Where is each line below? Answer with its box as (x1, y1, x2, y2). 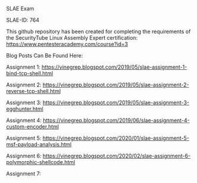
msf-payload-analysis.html (6, 141, 72, 147)
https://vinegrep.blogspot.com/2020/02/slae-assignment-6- (42, 152, 191, 159)
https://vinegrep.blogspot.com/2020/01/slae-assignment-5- (42, 134, 190, 142)
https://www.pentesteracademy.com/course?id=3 (6, 41, 128, 47)
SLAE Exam (6, 5, 34, 12)
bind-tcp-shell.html (6, 70, 53, 76)
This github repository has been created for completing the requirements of (6, 28, 191, 35)
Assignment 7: (6, 170, 42, 177)
